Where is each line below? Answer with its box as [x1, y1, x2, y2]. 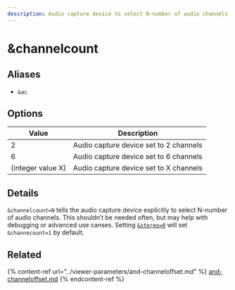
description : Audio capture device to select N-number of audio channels [7, 10, 229, 18]
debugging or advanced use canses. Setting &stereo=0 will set [7, 221, 188, 229]
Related [7, 248, 42, 260]
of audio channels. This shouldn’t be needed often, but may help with [7, 213, 208, 222]
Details [7, 187, 39, 199]
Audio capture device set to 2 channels [72, 140, 203, 150]
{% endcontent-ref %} [59, 275, 125, 284]
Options [7, 108, 44, 120]
